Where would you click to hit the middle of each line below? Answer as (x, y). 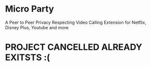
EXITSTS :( (28, 58)
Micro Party (30, 9)
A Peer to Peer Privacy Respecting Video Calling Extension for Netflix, (76, 22)
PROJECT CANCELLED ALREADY (74, 47)
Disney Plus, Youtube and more (37, 27)
